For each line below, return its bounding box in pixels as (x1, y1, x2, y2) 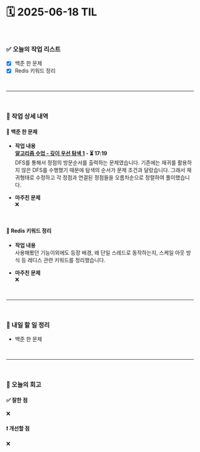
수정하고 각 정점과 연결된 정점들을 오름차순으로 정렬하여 (35, 174, 165, 181)
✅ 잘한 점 (6, 396, 28, 403)
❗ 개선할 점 (6, 425, 30, 432)
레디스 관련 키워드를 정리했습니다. (27, 256, 106, 263)
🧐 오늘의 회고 (6, 380, 42, 388)
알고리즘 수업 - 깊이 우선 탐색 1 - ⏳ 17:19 (14, 150, 108, 157)
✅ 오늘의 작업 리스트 (6, 45, 61, 53)
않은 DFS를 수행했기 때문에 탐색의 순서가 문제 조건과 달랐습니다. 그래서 (21, 167, 186, 174)
